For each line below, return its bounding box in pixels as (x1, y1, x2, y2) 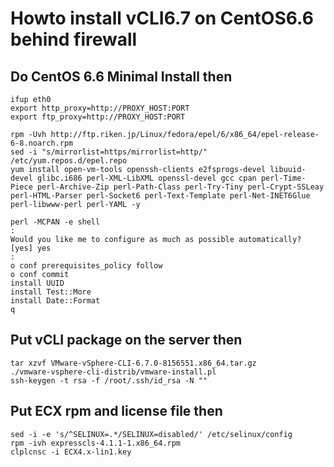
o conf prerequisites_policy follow (10, 261, 163, 271)
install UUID (10, 278, 65, 288)
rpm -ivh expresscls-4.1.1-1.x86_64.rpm (10, 438, 182, 448)
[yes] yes (10, 243, 52, 253)
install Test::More (10, 287, 92, 297)
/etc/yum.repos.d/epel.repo (10, 156, 128, 166)
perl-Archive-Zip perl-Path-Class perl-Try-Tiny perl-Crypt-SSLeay (36, 182, 325, 192)
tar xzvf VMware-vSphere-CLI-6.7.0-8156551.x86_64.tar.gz (10, 358, 257, 368)
